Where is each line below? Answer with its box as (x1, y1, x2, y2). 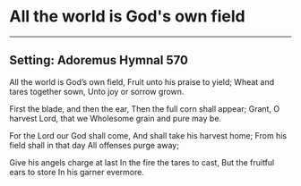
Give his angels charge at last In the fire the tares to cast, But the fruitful (9, 156, 275, 167)
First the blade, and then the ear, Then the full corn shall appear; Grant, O (9, 103, 280, 114)
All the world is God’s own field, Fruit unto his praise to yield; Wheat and (9, 76, 275, 87)
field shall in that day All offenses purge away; (9, 139, 179, 150)
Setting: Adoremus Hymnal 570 (9, 53, 189, 68)
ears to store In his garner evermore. (9, 166, 145, 177)
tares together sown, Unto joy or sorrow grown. (9, 86, 185, 97)
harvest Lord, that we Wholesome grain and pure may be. (9, 113, 222, 123)
